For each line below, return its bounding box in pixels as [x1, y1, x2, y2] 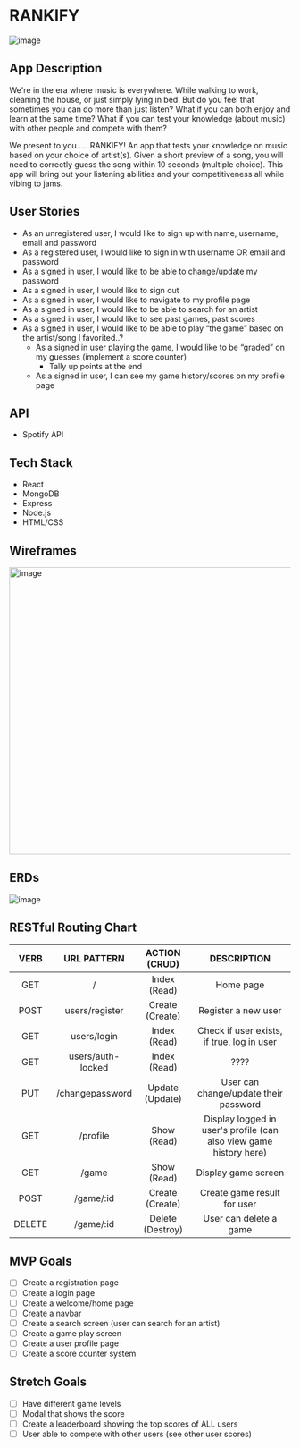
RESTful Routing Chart [9, 920, 137, 936]
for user [223, 1198, 257, 1210]
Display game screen [196, 1166, 285, 1179]
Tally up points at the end [48, 360, 143, 371]
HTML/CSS [21, 517, 64, 528]
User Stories [9, 204, 80, 219]
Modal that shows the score [21, 1408, 125, 1418]
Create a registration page [21, 1277, 119, 1288]
